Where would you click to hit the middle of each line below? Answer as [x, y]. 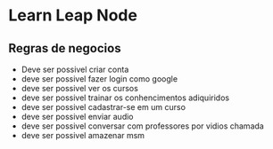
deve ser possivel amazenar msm [83, 135]
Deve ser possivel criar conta [75, 69]
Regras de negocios [65, 48]
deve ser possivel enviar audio [77, 117]
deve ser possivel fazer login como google [99, 79]
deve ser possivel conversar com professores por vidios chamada [142, 126]
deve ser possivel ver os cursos [80, 88]
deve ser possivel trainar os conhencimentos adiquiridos [125, 98]
